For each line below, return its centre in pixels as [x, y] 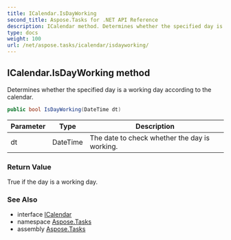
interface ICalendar [44, 215]
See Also [22, 200]
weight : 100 [24, 39]
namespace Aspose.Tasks [54, 222]
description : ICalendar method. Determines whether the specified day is [115, 26]
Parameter [28, 126]
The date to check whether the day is [150, 138]
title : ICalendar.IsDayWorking [52, 13]
